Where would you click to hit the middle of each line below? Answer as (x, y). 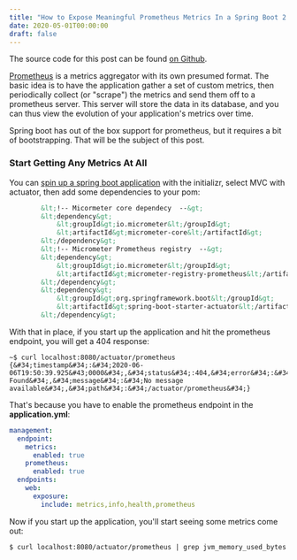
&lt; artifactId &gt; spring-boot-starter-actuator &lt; (155, 307)
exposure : (50, 496)
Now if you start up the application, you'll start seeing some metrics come (144, 521)
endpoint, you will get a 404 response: (80, 341)
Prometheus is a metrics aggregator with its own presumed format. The (139, 76)
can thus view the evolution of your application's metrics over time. (131, 114)
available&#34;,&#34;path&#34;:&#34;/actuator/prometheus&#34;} (130, 388)
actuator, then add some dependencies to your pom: (105, 192)
